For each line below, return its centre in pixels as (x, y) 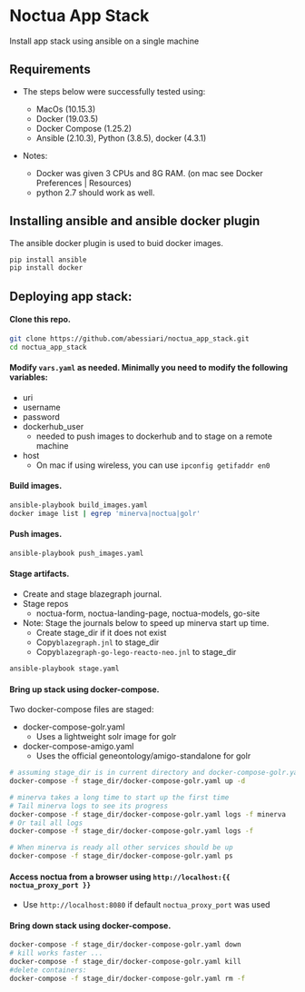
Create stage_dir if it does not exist (101, 633)
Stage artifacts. (39, 574)
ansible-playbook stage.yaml (64, 669)
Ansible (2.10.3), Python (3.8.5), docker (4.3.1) (121, 138)
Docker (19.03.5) (67, 118)
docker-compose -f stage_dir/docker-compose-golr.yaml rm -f (128, 978)
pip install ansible (49, 260)
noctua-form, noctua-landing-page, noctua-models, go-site (148, 613)
